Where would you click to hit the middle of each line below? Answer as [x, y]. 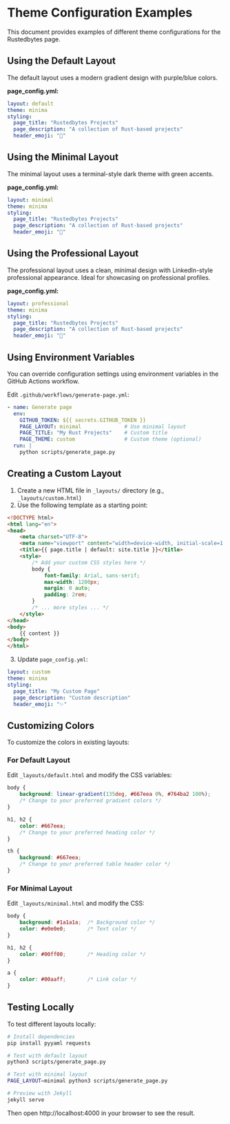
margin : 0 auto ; [67, 589]
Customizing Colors [51, 726]
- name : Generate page [40, 407]
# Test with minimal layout [48, 1075]
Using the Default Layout [61, 61]
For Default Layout [39, 760]
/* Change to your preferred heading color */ [87, 832]
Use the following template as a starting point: [82, 505]
